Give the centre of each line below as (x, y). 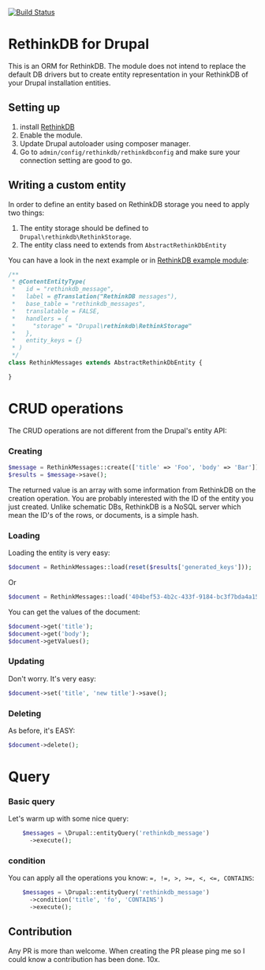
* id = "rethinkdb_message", (63, 289)
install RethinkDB (47, 126)
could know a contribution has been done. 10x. (84, 959)
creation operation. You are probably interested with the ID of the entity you (131, 498)
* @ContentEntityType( (49, 282)
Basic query (32, 801)
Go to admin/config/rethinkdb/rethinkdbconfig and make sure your (130, 152)
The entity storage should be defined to (84, 228)
